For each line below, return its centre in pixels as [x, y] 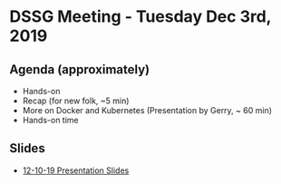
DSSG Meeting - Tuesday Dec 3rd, [140, 17]
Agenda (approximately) [80, 69]
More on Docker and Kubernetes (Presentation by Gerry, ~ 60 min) [147, 110]
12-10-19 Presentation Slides [76, 170]
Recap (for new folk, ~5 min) [76, 101]
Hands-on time [50, 120]
